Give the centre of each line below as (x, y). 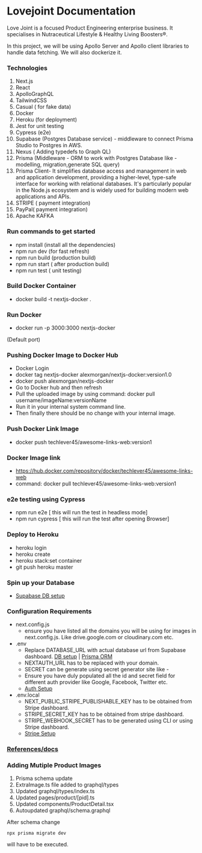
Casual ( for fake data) (43, 107)
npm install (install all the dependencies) (66, 244)
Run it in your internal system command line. (70, 407)
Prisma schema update (44, 778)
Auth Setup (38, 689)
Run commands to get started (51, 232)
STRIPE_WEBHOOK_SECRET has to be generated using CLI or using (109, 721)
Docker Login (32, 368)
